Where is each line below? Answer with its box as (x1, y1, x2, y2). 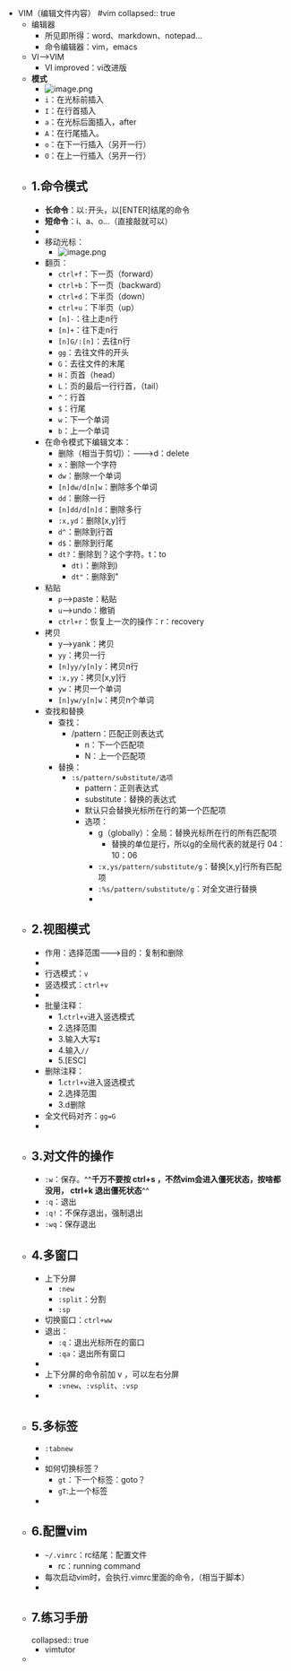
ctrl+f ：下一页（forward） (57, 268, 158, 279)
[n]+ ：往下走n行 (57, 324, 119, 335)
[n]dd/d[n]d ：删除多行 (57, 503, 141, 514)
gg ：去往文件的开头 (57, 346, 130, 357)
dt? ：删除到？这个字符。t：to (57, 548, 167, 559)
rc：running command (57, 1560, 141, 1571)
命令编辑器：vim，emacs (44, 41, 138, 52)
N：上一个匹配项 (84, 750, 146, 761)
